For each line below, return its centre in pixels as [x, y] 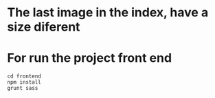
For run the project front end [90, 58]
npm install [24, 82]
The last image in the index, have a [108, 13]
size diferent [44, 27]
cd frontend [24, 76]
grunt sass [23, 88]
